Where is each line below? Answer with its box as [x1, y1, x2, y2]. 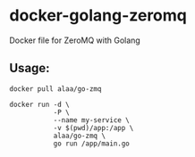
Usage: [9, 61, 51, 76]
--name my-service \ [53, 115, 130, 125]
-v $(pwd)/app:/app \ [53, 123, 134, 132]
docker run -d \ [9, 100, 70, 109]
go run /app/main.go [53, 139, 130, 148]
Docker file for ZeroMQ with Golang [9, 35, 140, 45]
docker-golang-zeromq [9, 5, 188, 26]
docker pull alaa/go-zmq [9, 84, 102, 94]
